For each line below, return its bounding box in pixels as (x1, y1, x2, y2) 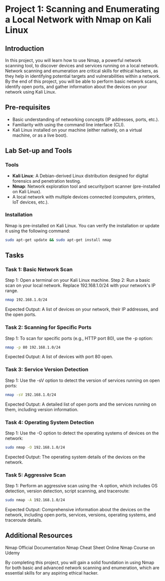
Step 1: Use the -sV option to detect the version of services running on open (5, 377, 160, 383)
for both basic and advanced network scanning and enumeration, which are (5, 565, 160, 571)
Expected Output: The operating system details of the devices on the (5, 454, 146, 460)
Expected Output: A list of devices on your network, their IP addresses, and (5, 306, 159, 313)
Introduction (5, 44, 44, 53)
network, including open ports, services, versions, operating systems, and (5, 512, 156, 518)
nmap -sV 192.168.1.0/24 (5, 392, 56, 397)
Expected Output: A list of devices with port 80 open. (5, 354, 114, 360)
